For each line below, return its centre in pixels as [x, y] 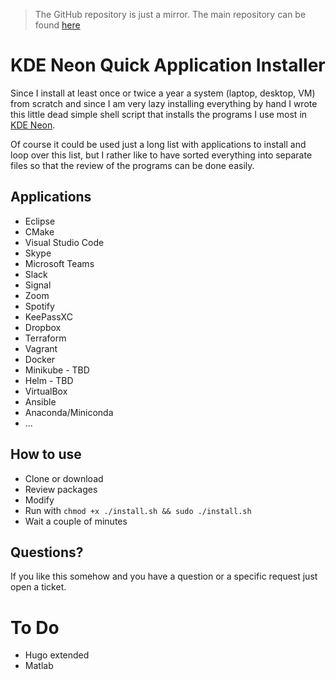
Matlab [39, 666]
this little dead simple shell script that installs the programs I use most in [159, 114]
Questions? [47, 552]
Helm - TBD [49, 380]
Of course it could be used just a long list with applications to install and [158, 144]
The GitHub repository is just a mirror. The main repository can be [170, 14]
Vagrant [41, 348]
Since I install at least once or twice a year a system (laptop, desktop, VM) [163, 93]
